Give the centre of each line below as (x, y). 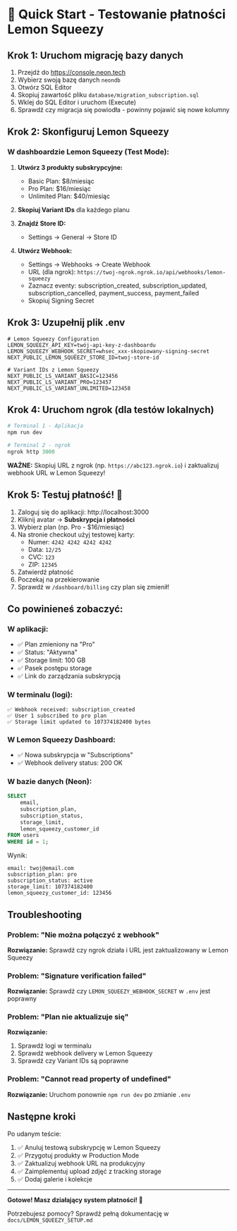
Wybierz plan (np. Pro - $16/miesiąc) (71, 527)
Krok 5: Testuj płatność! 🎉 (65, 495)
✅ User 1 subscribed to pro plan (57, 716)
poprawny (22, 999)
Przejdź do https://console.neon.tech (71, 72)
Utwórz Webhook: (45, 250)
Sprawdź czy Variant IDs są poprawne (73, 1061)
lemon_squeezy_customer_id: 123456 (60, 893)
